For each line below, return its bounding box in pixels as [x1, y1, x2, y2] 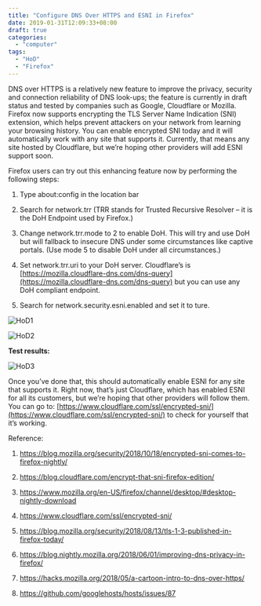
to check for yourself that [167, 410, 249, 419]
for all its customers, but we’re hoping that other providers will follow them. [8, 393, 250, 403]
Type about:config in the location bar [19, 189, 140, 199]
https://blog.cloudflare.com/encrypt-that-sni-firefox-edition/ [19, 472, 215, 481]
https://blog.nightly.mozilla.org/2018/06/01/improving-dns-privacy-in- [19, 549, 245, 559]
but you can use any [174, 276, 241, 287]
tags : [8, 48, 26, 56]
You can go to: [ [8, 401, 60, 411]
